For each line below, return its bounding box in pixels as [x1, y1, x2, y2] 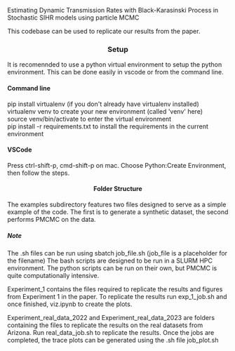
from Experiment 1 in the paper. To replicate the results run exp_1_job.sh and [7, 292, 227, 300]
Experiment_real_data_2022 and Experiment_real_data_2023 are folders [7, 313, 215, 322]
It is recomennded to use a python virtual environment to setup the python [7, 60, 222, 69]
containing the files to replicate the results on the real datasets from [7, 321, 203, 329]
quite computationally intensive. [7, 271, 100, 279]
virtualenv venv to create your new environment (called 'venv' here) [7, 107, 203, 115]
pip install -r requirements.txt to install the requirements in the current [7, 122, 209, 131]
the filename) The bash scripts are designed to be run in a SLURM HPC [7, 256, 213, 265]
